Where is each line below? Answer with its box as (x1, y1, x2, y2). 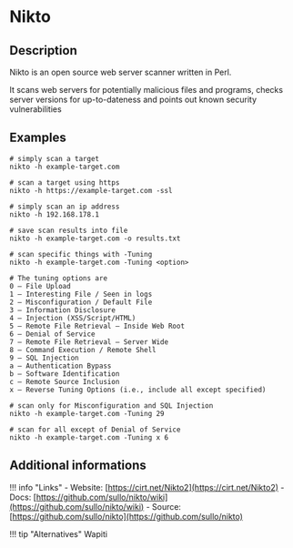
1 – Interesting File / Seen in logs (9, 289, 153, 299)
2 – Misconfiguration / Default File (9, 298, 153, 307)
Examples (9, 130, 66, 146)
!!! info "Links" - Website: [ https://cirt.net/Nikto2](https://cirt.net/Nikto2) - (9, 482, 285, 492)
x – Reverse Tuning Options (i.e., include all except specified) (9, 385, 267, 394)
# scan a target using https (9, 178, 120, 188)
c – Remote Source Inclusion (9, 377, 120, 386)
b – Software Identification (9, 369, 120, 379)
